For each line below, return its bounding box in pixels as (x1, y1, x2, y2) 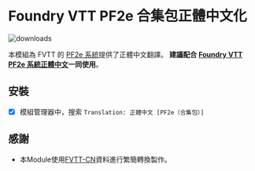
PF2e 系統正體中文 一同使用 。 (8, 60, 103, 69)
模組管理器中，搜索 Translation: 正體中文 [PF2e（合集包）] (19, 107, 205, 116)
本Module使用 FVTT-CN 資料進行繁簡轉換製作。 (19, 155, 172, 164)
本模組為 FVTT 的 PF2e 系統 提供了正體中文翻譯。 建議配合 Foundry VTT (8, 49, 243, 59)
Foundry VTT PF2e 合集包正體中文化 (8, 7, 248, 25)
